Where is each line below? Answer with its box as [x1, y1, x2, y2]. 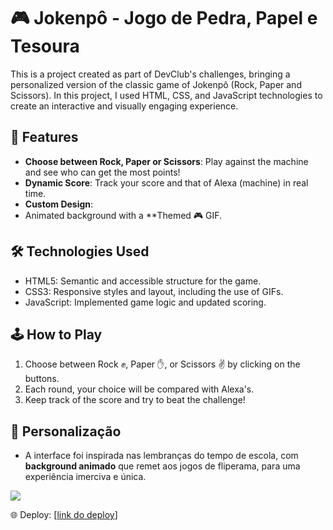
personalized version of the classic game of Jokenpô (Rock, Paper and [10, 78, 302, 90]
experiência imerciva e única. [24, 471, 147, 483]
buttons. [24, 373, 60, 385]
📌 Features [10, 129, 79, 146]
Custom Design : [24, 198, 94, 210]
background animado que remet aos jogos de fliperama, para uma [24, 460, 301, 472]
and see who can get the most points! [24, 166, 181, 178]
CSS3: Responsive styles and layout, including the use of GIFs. [24, 285, 284, 297]
